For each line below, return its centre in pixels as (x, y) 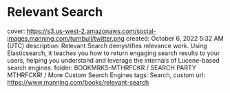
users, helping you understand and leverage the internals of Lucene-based (113, 60)
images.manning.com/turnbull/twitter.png (66, 38)
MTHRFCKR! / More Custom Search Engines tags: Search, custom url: (106, 75)
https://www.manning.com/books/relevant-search (78, 82)
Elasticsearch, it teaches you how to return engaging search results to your (114, 53)
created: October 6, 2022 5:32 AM (175, 38)
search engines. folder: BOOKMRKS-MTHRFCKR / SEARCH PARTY (102, 68)
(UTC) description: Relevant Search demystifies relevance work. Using (107, 45)
